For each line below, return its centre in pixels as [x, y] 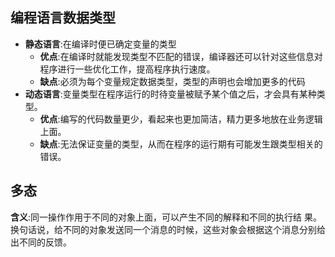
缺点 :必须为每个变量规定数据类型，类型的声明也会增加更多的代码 [172, 81]
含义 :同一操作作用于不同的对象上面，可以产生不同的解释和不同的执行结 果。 [166, 217]
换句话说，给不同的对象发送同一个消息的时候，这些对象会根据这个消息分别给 [168, 229]
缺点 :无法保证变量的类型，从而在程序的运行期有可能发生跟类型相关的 [181, 144]
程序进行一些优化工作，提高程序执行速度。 [127, 69]
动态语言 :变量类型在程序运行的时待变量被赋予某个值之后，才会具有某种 [170, 94]
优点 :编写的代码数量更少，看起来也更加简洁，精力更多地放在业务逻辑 [181, 119]
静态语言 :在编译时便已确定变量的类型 [100, 44]
